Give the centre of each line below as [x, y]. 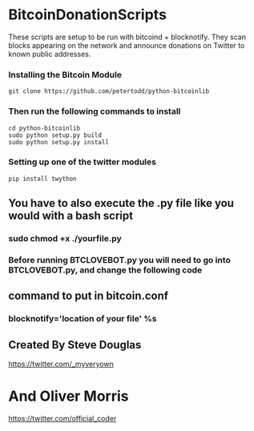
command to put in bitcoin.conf [89, 296]
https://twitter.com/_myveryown [61, 364]
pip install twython [43, 179]
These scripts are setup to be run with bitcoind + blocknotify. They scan [127, 37]
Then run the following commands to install [95, 111]
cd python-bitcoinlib [44, 128]
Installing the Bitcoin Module [65, 75]
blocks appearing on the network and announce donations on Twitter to [127, 45]
